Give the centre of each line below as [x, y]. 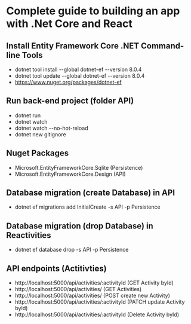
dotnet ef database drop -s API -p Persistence [72, 250]
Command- [162, 46]
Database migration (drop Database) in [80, 226]
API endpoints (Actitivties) [56, 268]
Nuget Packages [38, 153]
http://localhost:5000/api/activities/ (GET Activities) [78, 289]
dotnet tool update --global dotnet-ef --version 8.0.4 [80, 76]
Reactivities [29, 235]
